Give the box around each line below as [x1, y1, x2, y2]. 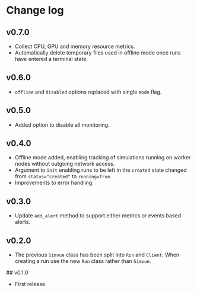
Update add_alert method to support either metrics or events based [14, 212, 182, 219]
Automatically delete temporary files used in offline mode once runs [14, 49, 181, 56]
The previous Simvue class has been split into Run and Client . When [14, 251, 180, 258]
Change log [6, 4, 64, 17]
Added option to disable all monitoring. [14, 121, 110, 128]
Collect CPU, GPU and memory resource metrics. [14, 43, 135, 50]
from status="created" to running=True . [14, 173, 112, 180]
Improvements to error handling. [14, 179, 94, 187]
